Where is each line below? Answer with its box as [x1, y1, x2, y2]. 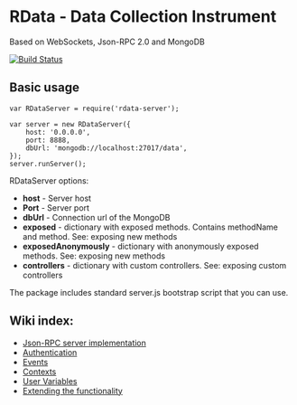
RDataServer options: [9, 174, 89, 186]
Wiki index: [9, 314, 74, 329]
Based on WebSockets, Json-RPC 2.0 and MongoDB [9, 36, 206, 47]
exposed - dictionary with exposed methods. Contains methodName [22, 221, 278, 232]
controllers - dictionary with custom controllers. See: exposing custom [22, 259, 287, 270]
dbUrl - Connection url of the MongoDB [22, 212, 171, 222]
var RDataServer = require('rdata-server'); [9, 104, 180, 113]
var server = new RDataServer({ [9, 119, 131, 128]
